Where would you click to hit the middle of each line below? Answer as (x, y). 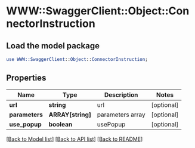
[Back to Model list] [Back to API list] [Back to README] (75, 139)
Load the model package (53, 46)
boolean (61, 124)
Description (121, 95)
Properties (26, 78)
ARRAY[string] (70, 115)
